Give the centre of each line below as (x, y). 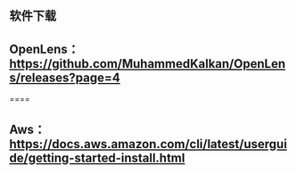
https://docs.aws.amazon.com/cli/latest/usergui (148, 144)
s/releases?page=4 (65, 77)
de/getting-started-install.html (97, 157)
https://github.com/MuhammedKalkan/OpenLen (148, 64)
